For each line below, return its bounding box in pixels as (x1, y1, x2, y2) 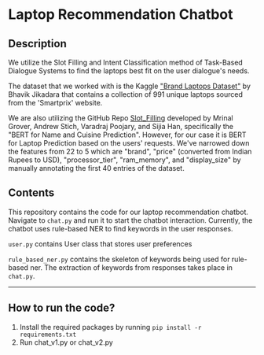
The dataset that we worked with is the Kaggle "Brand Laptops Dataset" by (8, 81, 251, 91)
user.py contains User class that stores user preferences (8, 239, 192, 249)
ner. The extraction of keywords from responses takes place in (30, 262, 233, 272)
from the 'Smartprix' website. (8, 98, 103, 107)
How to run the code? (8, 301, 115, 315)
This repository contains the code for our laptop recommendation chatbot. (8, 207, 249, 216)
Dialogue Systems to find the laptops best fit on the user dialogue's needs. (8, 66, 250, 76)
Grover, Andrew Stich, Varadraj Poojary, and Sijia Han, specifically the (8, 122, 234, 131)
